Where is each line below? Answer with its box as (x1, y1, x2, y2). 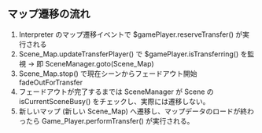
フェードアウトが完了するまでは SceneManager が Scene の (18, 87, 214, 96)
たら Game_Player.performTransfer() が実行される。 (25, 116, 194, 125)
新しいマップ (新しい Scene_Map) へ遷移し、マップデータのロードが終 (18, 106, 248, 116)
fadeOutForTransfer (18, 77, 83, 87)
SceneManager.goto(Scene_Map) (45, 59, 154, 68)
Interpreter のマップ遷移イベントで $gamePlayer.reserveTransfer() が (18, 30, 243, 39)
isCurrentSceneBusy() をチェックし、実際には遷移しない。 (18, 96, 210, 106)
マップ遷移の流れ (7, 7, 90, 21)
